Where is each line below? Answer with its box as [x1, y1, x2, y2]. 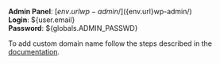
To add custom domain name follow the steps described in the [8, 39, 213, 48]
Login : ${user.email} [8, 15, 75, 24]
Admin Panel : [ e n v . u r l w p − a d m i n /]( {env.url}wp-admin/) [8, 7, 192, 16]
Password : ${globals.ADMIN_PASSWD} [8, 24, 138, 32]
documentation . [8, 47, 60, 56]
